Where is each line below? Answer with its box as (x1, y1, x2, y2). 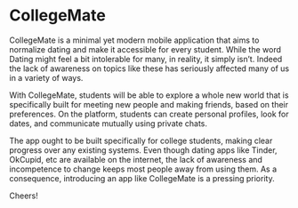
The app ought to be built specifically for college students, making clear (9, 135, 273, 146)
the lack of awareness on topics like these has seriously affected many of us (9, 63, 290, 74)
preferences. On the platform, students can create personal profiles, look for (9, 108, 289, 119)
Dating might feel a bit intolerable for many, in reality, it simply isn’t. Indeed (9, 53, 283, 64)
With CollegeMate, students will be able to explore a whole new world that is (9, 90, 289, 100)
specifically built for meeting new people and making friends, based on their (9, 99, 289, 109)
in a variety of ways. (9, 72, 84, 83)
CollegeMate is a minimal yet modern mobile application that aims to (9, 35, 260, 45)
